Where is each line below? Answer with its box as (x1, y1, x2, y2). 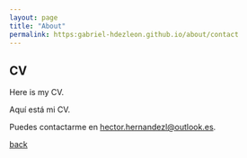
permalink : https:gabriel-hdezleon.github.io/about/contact (9, 30, 240, 39)
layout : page (9, 13, 58, 22)
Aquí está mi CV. (9, 104, 71, 115)
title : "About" (9, 22, 66, 31)
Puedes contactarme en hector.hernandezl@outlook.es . (9, 122, 216, 133)
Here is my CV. (9, 87, 65, 98)
